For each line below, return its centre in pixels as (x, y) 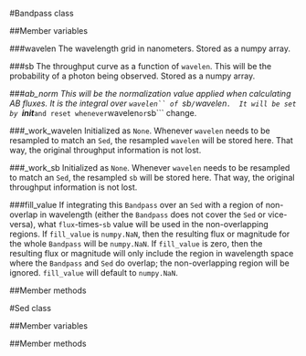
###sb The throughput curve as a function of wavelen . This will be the (141, 66)
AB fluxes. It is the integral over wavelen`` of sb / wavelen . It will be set (153, 103)
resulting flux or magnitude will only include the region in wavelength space (152, 253)
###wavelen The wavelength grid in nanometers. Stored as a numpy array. (150, 48)
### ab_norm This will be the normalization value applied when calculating (150, 94)
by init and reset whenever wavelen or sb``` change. (103, 113)
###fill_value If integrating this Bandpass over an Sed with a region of (137, 205)
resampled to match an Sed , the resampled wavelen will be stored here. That (152, 140)
